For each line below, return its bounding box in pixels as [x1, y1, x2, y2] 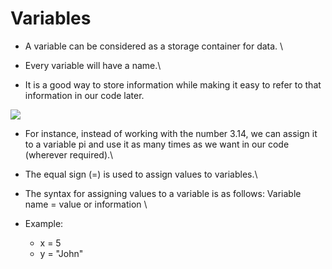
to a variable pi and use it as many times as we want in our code [24, 138, 290, 150]
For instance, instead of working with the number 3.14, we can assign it [24, 127, 318, 139]
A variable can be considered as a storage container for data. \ [24, 40, 284, 52]
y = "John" [39, 247, 84, 259]
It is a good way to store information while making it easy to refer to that [24, 78, 322, 91]
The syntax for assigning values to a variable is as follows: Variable [24, 187, 302, 199]
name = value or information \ [24, 198, 148, 210]
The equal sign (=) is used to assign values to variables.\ [24, 168, 258, 180]
